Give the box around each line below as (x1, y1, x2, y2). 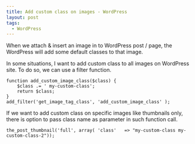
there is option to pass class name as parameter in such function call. (6, 116, 178, 123)
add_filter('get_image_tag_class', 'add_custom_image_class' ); (6, 99, 170, 105)
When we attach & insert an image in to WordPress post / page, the (6, 42, 172, 49)
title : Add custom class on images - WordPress (6, 8, 128, 15)
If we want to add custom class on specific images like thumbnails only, (6, 109, 183, 117)
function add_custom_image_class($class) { (6, 78, 117, 84)
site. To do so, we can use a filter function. (6, 67, 112, 74)
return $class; (17, 88, 55, 95)
